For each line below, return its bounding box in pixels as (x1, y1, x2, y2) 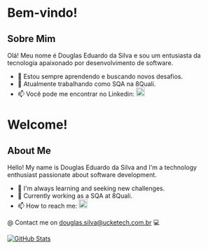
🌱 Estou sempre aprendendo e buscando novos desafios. (17, 72, 183, 80)
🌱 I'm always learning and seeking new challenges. (17, 184, 165, 192)
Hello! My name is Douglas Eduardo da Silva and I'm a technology (7, 163, 197, 171)
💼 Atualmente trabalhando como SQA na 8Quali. (17, 80, 156, 88)
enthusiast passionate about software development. (7, 171, 158, 179)
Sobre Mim (7, 33, 56, 45)
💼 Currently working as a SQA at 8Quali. (17, 192, 133, 200)
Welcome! (7, 117, 68, 133)
